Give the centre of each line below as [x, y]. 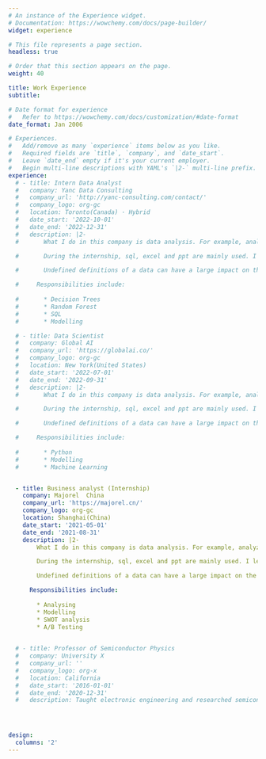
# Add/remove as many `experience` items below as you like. [115, 146]
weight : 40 [26, 74]
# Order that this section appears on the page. [90, 67]
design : [21, 735]
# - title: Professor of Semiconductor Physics [95, 649]
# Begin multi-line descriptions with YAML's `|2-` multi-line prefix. [133, 168]
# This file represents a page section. [76, 44]
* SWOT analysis [63, 620]
